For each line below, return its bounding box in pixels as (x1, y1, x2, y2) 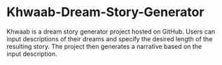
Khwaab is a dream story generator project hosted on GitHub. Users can (6, 27, 216, 36)
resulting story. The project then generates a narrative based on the (6, 42, 202, 50)
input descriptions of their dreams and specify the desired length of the (6, 34, 213, 43)
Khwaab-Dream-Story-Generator (6, 4, 204, 20)
